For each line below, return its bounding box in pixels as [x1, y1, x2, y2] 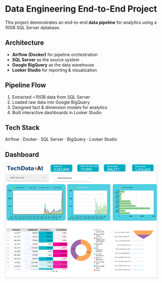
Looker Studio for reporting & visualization [12, 67, 97, 73]
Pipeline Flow [5, 81, 46, 89]
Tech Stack [5, 123, 40, 132]
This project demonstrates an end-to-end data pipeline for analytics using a [5, 19, 157, 25]
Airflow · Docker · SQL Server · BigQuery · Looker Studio [5, 136, 118, 142]
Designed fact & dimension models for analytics [12, 104, 108, 110]
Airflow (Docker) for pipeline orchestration [12, 51, 98, 57]
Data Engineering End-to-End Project [5, 3, 157, 15]
